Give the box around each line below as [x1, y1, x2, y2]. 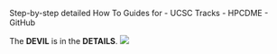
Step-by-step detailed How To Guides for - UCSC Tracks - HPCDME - [9, 8, 269, 18]
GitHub [9, 17, 36, 28]
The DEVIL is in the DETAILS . [9, 36, 118, 46]
